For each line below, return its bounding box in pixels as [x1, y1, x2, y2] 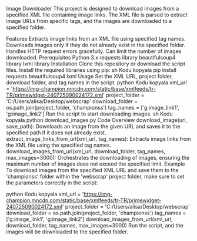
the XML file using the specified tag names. [6, 141, 112, 148]
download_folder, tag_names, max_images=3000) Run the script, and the [6, 222, 183, 229]
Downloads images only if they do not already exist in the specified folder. [6, 41, 186, 48]
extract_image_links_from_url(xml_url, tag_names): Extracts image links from [6, 136, 191, 142]
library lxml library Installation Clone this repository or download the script [6, 60, 186, 67]
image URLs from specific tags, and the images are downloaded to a [6, 18, 172, 24]
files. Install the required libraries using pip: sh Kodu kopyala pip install [6, 67, 176, 73]
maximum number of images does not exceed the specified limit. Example [6, 160, 185, 167]
